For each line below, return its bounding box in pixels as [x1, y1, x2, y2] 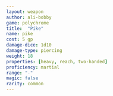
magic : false [6, 75, 39, 81]
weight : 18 [6, 53, 33, 59]
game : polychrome [6, 20, 49, 26]
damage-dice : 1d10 [6, 42, 52, 48]
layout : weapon [6, 8, 44, 15]
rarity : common [6, 81, 44, 87]
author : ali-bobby [6, 14, 52, 20]
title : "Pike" [6, 25, 44, 32]
